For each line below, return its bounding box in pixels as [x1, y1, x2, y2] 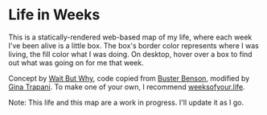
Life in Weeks [8, 6, 101, 24]
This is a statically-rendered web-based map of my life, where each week [8, 32, 253, 42]
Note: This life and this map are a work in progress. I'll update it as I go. [8, 97, 244, 107]
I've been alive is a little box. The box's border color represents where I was [8, 40, 259, 50]
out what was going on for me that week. [8, 58, 144, 68]
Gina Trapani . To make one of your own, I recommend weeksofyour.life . [8, 82, 245, 92]
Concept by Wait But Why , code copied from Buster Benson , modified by [8, 73, 250, 83]
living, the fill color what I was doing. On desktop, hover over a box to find [8, 49, 253, 59]
